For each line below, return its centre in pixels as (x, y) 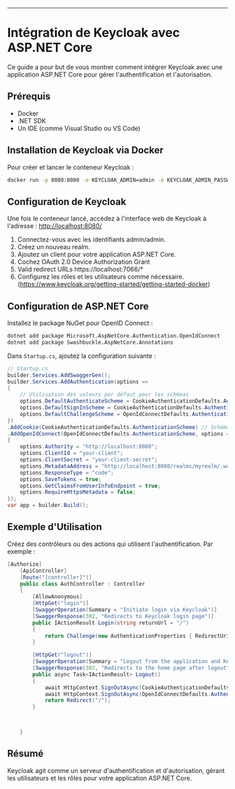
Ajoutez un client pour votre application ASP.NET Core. (97, 254)
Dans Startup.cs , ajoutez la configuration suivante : (81, 356)
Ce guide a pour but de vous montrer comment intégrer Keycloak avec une (115, 67)
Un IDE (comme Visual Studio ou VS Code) (79, 128)
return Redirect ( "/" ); (78, 701)
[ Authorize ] (24, 564)
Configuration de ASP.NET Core (78, 306)
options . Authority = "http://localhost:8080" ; (89, 447)
